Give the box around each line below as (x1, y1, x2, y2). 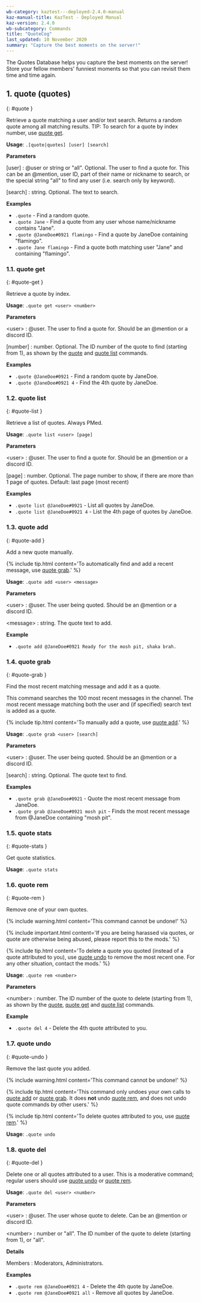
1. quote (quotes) (6, 89, 71, 99)
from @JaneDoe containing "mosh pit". (14, 814, 112, 821)
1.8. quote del (6, 1145, 46, 1154)
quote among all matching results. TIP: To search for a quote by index (6, 122, 178, 130)
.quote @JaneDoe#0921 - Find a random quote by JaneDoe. (14, 373, 158, 380)
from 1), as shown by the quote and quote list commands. (6, 349, 148, 356)
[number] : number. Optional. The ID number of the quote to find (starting (6, 343, 187, 350)
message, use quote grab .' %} (6, 566, 81, 574)
